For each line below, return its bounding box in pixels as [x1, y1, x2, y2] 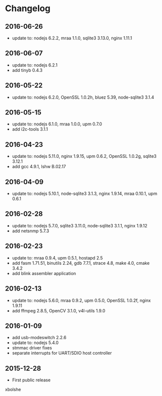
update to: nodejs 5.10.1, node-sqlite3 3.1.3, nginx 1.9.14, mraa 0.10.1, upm [12, 190, 157, 197]
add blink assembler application [12, 270, 76, 276]
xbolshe [5, 387, 21, 393]
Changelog [5, 3, 51, 14]
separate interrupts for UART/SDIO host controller [12, 350, 112, 356]
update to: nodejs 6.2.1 [12, 62, 57, 68]
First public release [12, 377, 51, 383]
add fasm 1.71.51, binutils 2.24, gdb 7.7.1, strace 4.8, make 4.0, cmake [12, 260, 150, 266]
